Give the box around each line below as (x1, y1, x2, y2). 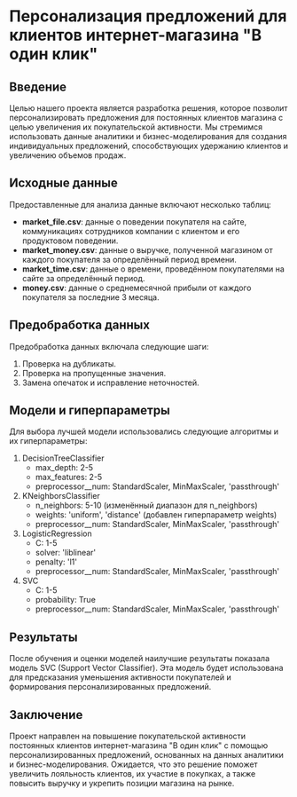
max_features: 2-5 (35, 472, 103, 483)
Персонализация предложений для (9, 6, 287, 27)
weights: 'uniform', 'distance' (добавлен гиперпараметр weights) (35, 509, 277, 520)
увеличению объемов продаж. (9, 150, 127, 161)
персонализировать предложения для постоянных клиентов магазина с (9, 113, 284, 122)
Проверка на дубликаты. (21, 358, 117, 369)
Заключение (9, 707, 83, 722)
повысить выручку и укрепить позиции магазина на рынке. (9, 778, 235, 789)
